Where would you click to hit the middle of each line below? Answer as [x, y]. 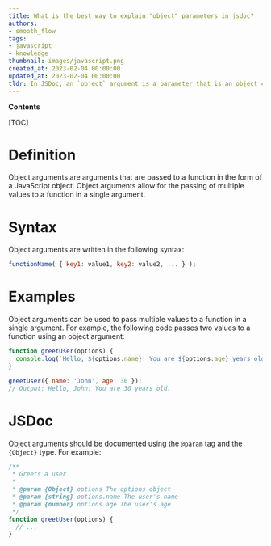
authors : [23, 23]
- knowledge [28, 53]
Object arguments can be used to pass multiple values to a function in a [128, 320]
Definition [42, 155]
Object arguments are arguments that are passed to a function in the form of [135, 177]
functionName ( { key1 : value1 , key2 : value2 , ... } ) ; [102, 265]
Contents [24, 107]
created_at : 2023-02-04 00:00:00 [65, 69]
